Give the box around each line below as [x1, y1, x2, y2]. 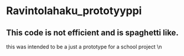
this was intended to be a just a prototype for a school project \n [6, 43, 162, 50]
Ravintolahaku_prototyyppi [6, 4, 142, 18]
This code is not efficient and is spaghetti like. [6, 28, 179, 38]
